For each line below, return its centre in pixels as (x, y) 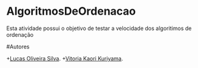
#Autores (18, 47)
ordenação (20, 34)
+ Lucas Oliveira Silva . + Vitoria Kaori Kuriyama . (65, 58)
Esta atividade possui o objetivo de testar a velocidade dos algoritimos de (99, 28)
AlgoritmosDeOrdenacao (71, 11)
